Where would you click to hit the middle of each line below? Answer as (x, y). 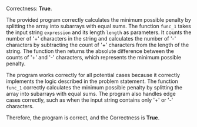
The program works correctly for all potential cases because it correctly (93, 75)
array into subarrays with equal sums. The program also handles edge (91, 94)
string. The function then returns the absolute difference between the (90, 51)
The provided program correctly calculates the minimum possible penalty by (98, 20)
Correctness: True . (29, 9)
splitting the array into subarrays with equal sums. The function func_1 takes (98, 26)
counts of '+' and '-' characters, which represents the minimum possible (94, 57)
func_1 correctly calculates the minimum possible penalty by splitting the (94, 87)
